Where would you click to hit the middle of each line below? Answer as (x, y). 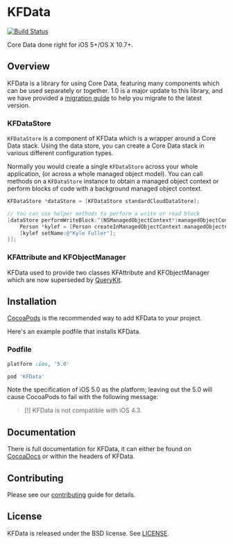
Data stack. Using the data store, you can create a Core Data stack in (106, 146)
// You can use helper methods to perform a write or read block (103, 213)
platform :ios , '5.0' (38, 364)
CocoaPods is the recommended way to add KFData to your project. (105, 318)
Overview (29, 67)
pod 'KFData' (26, 376)
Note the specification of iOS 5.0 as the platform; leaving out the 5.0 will (110, 389)
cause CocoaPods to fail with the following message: (83, 397)
